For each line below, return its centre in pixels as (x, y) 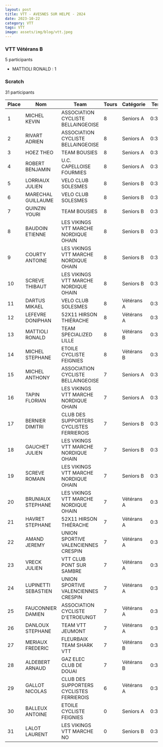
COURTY (35, 254)
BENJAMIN (38, 169)
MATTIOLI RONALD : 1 (34, 69)
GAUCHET (37, 447)
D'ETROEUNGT (79, 617)
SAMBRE (71, 571)
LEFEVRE (36, 315)
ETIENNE (35, 234)
